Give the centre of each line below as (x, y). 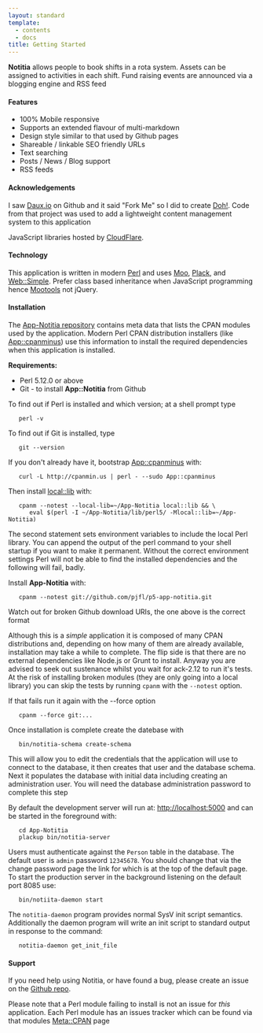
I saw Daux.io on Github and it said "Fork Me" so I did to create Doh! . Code (129, 205)
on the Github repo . (40, 989)
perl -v (31, 418)
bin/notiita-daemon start (61, 900)
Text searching (44, 153)
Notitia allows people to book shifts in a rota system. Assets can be (117, 67)
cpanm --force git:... (55, 715)
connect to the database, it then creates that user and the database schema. (132, 767)
